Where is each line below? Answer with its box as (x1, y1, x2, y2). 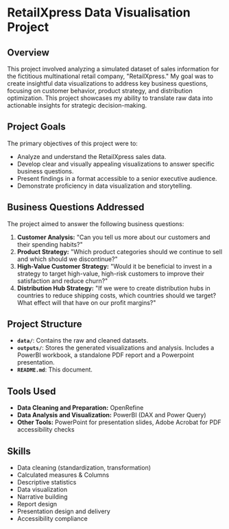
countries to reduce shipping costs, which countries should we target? (16, 291, 217, 299)
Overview (7, 47, 50, 58)
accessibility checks (16, 426, 75, 434)
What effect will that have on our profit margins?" (16, 298, 156, 306)
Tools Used (7, 385, 56, 397)
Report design (16, 500, 58, 508)
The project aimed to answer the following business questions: (7, 219, 184, 227)
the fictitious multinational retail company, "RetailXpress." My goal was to (7, 72, 214, 80)
